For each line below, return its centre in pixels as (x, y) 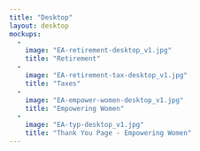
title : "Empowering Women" (75, 108)
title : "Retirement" (63, 59)
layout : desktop (39, 26)
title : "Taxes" (53, 83)
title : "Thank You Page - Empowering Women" (108, 133)
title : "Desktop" (41, 17)
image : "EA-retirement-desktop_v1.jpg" (99, 51)
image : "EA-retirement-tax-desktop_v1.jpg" (107, 75)
